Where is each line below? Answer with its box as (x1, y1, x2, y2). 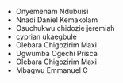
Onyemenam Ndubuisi (15, 7, 89, 16)
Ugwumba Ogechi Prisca (15, 49, 98, 58)
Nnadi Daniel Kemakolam (15, 15, 98, 25)
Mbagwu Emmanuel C (15, 66, 89, 74)
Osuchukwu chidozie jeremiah (15, 24, 115, 32)
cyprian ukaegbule (15, 32, 77, 41)
